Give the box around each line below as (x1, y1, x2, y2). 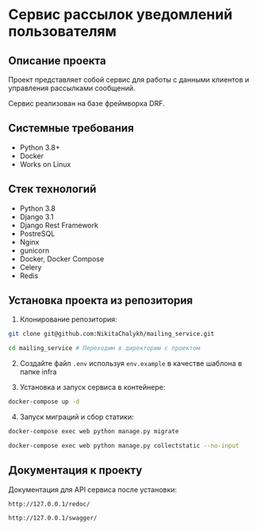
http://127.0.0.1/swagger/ (8, 513, 98, 522)
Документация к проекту (8, 463, 143, 477)
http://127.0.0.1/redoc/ (8, 500, 90, 508)
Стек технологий (8, 182, 97, 196)
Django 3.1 (19, 212, 54, 221)
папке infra (19, 367, 57, 377)
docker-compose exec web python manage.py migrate (8, 428, 179, 436)
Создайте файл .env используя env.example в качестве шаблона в (19, 359, 243, 368)
